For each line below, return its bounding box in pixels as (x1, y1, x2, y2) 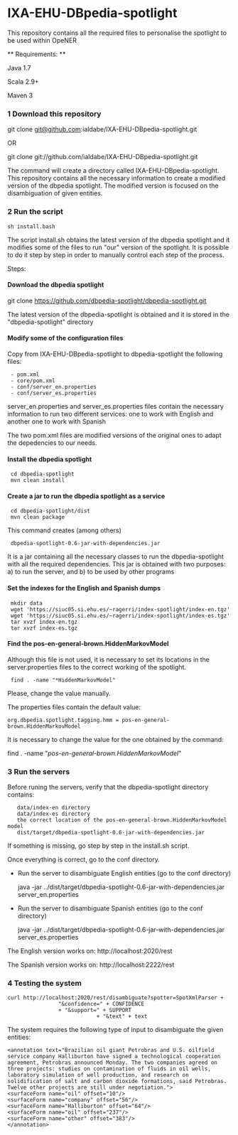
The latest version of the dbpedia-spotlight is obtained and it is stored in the (7, 310, 229, 318)
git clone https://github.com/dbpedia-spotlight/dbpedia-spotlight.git (7, 296, 207, 305)
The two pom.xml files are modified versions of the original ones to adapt (7, 431, 222, 439)
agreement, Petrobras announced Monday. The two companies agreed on (7, 1059, 218, 1067)
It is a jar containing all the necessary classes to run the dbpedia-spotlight (7, 552, 224, 561)
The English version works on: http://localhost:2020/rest (7, 947, 173, 955)
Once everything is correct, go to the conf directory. (7, 855, 160, 864)
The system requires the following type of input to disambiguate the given (7, 1026, 224, 1034)
